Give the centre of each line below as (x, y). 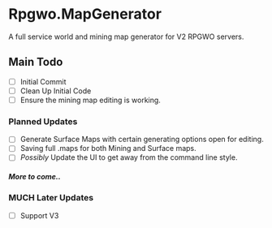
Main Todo (36, 62)
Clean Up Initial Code (56, 91)
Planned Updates (43, 121)
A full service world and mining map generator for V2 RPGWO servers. (126, 37)
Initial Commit (43, 81)
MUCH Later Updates (51, 198)
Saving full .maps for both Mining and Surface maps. (108, 148)
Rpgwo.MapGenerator (85, 14)
